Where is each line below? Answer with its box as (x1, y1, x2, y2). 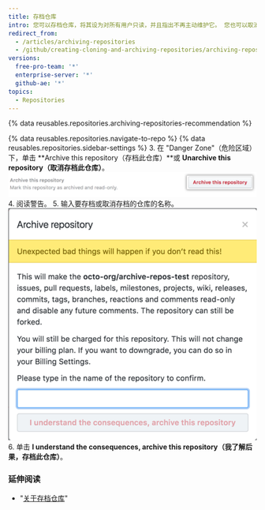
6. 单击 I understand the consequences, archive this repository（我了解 (8, 442, 246, 452)
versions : (8, 54, 41, 62)
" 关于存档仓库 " (19, 493, 69, 503)
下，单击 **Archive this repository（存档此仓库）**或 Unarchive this (8, 153, 231, 163)
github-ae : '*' (15, 79, 65, 87)
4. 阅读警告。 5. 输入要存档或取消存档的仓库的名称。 (8, 199, 179, 208)
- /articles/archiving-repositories (15, 38, 136, 46)
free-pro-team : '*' (15, 63, 80, 71)
